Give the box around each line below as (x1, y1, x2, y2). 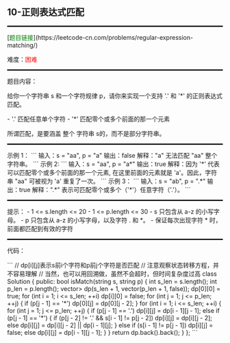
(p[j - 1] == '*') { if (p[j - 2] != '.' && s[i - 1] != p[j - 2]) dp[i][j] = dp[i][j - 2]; (7, 314, 213, 322)
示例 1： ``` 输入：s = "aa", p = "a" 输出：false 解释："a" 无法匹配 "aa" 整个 (7, 151, 218, 159)
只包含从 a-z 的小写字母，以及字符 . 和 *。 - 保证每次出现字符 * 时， (30, 215, 222, 224)
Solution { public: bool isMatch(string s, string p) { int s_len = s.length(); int (7, 277, 218, 285)
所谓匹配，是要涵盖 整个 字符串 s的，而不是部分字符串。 (7, 129, 166, 137)
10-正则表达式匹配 (7, 6, 85, 19)
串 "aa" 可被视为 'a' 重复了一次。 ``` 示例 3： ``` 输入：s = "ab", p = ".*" (7, 177, 206, 185)
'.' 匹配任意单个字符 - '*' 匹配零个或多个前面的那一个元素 (11, 115, 170, 123)
